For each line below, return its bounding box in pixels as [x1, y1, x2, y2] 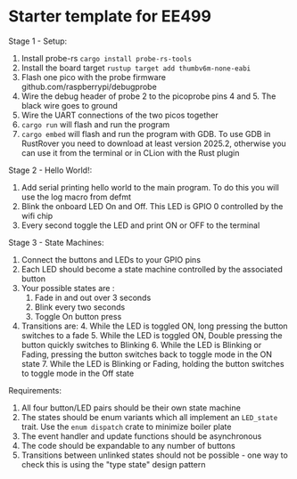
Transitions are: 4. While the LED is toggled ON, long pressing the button [21, 321, 288, 331]
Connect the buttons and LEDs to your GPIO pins [21, 254, 202, 264]
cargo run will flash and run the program [21, 118, 170, 130]
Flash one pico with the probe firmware [21, 71, 167, 82]
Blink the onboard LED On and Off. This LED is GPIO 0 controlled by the [21, 200, 284, 211]
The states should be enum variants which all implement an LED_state [21, 411, 278, 422]
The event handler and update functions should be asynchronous [21, 430, 262, 442]
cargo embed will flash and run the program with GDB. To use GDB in [21, 128, 271, 139]
